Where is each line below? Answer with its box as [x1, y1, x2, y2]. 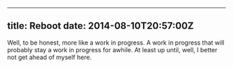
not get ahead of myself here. [7, 53, 92, 61]
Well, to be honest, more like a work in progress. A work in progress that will [7, 38, 225, 47]
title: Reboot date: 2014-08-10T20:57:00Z [7, 20, 194, 32]
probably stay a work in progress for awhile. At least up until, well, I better [7, 45, 218, 54]
